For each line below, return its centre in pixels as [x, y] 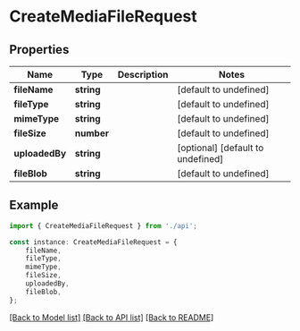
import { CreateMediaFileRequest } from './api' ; [104, 225]
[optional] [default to [221, 148]
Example [34, 205]
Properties [39, 50]
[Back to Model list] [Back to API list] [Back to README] [112, 317]
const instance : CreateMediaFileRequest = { [93, 242]
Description [143, 75]
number [92, 133]
